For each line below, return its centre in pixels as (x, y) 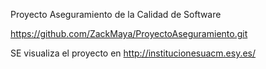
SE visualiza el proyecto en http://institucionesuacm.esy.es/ (133, 53)
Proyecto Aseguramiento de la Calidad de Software (116, 14)
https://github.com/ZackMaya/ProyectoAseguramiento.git (129, 33)
